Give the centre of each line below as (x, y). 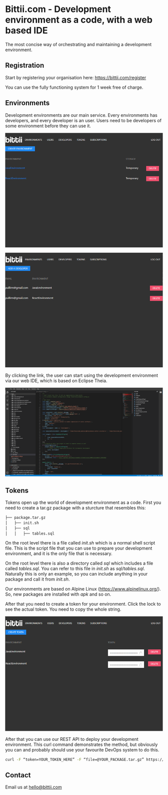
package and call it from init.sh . (37, 579)
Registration (25, 65)
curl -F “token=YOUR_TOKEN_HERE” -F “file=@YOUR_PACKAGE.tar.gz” (74, 759)
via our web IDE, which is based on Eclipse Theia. (56, 380)
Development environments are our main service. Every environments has (81, 115)
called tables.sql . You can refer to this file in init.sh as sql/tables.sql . (75, 569)
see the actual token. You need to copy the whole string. (63, 609)
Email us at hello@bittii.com (33, 787)
